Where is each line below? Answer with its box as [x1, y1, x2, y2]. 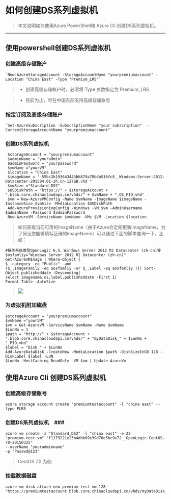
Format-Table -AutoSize [5, 279, 56, 285]
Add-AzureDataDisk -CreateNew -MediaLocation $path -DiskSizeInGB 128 [5, 349, 158, 355]
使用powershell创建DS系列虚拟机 [5, 44, 111, 53]
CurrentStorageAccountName [5, 127, 63, 133]
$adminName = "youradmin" [7, 157, 63, 162]
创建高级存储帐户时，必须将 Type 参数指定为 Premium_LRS [25, 86, 149, 92]
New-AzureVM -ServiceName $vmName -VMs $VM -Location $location [7, 215, 147, 220]
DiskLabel [5, 354, 26, 359]
